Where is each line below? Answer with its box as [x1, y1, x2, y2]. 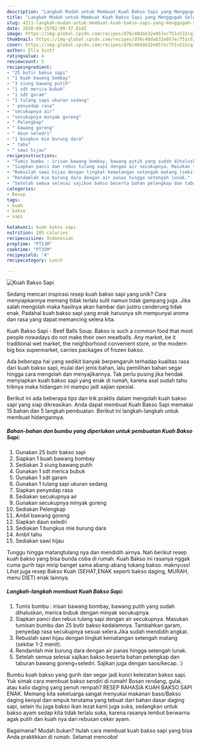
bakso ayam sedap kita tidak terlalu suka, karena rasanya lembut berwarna [7, 709, 190, 716]
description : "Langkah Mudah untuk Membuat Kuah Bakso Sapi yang [7, 8, 172, 15]
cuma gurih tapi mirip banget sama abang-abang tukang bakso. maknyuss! [7, 561, 191, 569]
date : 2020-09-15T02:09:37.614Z [7, 25, 87, 32]
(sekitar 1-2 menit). [15, 641, 62, 648]
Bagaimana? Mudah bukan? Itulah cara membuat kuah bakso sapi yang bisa [7, 727, 192, 734]
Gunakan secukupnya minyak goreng [15, 500, 107, 507]
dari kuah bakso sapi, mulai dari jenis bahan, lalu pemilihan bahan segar [7, 364, 183, 372]
